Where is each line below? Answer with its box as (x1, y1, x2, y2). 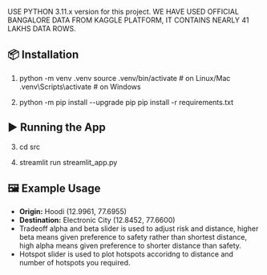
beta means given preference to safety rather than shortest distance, (18, 233, 248, 242)
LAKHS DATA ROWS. (7, 24, 77, 33)
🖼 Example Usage (7, 182, 101, 196)
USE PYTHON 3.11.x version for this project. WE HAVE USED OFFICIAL (7, 7, 240, 16)
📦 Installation (7, 48, 79, 62)
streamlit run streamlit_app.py (18, 157, 118, 167)
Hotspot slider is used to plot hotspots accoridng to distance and (18, 249, 234, 259)
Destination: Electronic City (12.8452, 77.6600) (18, 216, 176, 225)
